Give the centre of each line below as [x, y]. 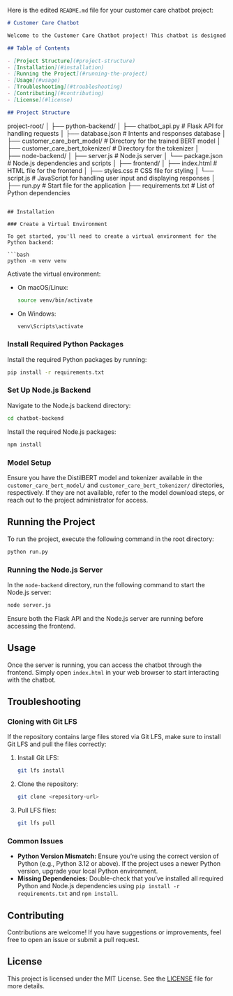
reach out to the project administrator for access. [78, 500]
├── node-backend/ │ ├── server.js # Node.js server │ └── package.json [115, 155]
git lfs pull [36, 823]
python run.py [28, 552]
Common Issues [36, 841]
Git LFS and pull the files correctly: [57, 744]
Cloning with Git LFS [43, 722]
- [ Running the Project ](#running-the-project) [78, 74]
